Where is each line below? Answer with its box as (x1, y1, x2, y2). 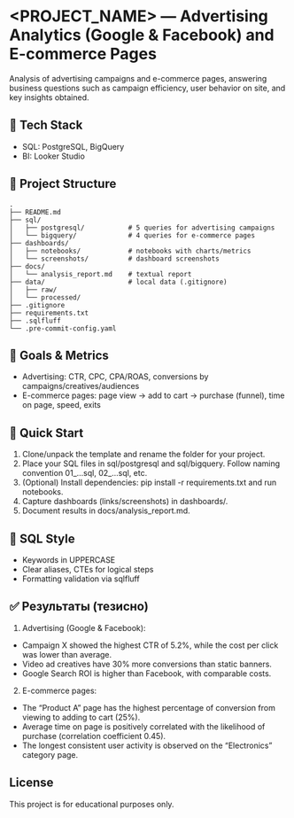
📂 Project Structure (9, 176, 117, 191)
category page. (21, 749, 79, 760)
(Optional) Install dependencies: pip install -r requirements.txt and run (21, 477, 277, 488)
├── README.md (9, 207, 62, 216)
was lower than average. (21, 649, 112, 659)
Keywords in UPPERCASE (21, 555, 116, 565)
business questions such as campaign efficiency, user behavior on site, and (9, 82, 286, 93)
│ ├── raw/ (9, 285, 58, 294)
